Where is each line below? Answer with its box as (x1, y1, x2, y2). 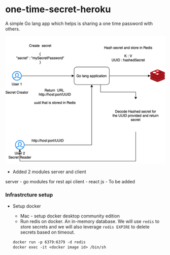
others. (5, 25, 20, 32)
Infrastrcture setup (5, 191, 53, 199)
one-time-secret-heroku (5, 4, 111, 15)
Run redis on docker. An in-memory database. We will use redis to (20, 218, 160, 224)
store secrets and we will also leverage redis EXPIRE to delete (20, 223, 150, 230)
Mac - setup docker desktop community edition (20, 213, 120, 219)
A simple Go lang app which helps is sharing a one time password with (5, 20, 153, 26)
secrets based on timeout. (20, 229, 75, 235)
